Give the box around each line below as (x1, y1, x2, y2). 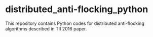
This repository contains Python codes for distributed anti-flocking (5, 20, 144, 26)
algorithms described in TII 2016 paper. (5, 25, 87, 31)
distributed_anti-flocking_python (5, 4, 148, 15)
